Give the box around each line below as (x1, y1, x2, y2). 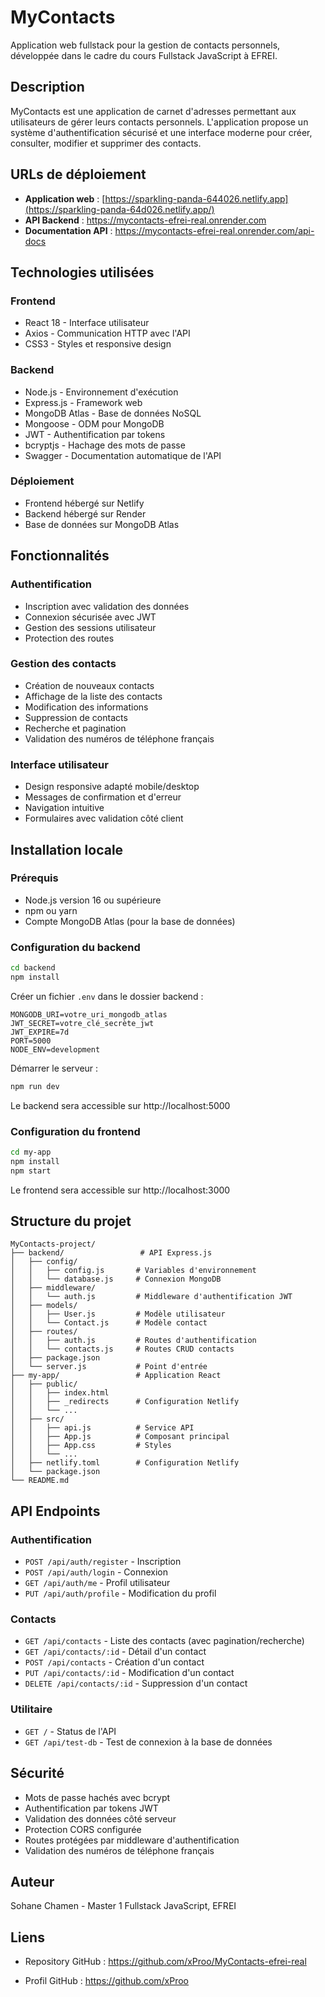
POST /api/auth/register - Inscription (24, 1556, 182, 1568)
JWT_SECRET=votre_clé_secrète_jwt (10, 1018, 155, 1028)
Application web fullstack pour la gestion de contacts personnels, (10, 39, 281, 51)
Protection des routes (24, 632, 115, 644)
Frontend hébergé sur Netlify (24, 497, 145, 509)
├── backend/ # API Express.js (10, 1248, 213, 1258)
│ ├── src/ (10, 1414, 65, 1425)
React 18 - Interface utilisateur (24, 317, 150, 329)
